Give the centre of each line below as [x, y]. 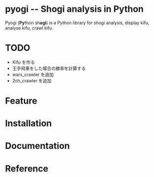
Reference [27, 168]
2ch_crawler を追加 [32, 80]
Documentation [38, 146]
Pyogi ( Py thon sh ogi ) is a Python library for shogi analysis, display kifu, [77, 23]
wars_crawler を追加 [33, 74]
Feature [21, 101]
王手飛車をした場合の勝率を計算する [49, 68]
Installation [29, 124]
